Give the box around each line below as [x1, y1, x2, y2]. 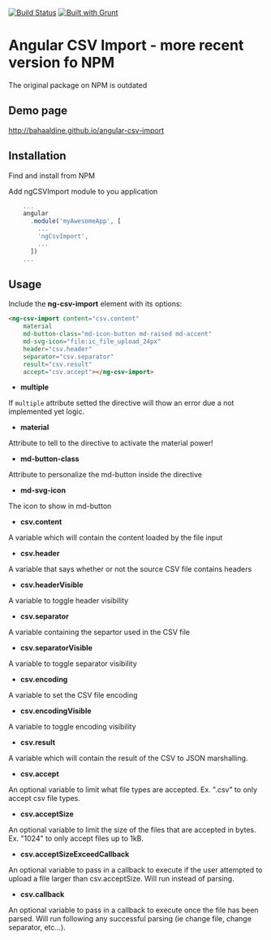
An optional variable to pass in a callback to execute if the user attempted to [8, 865, 263, 875]
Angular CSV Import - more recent [8, 37, 244, 54]
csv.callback [19, 890, 65, 899]
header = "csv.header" [23, 345, 92, 353]
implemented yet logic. [8, 407, 85, 416]
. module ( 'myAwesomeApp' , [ [29, 217, 122, 225]
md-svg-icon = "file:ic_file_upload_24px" [23, 337, 161, 346]
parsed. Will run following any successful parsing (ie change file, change [8, 914, 252, 924]
